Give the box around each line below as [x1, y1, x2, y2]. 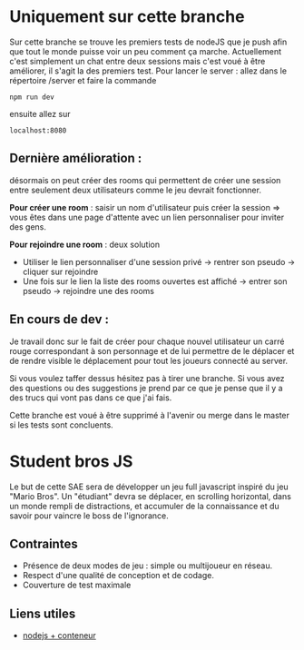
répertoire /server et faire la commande [9, 74, 157, 85]
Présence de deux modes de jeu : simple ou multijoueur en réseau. [22, 560, 273, 571]
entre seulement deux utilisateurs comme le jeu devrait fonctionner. [9, 184, 261, 195]
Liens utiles [9, 606, 76, 621]
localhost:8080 [9, 125, 67, 135]
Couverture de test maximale [22, 579, 132, 591]
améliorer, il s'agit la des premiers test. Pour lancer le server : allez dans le [9, 65, 288, 76]
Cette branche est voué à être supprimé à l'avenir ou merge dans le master [9, 409, 290, 420]
